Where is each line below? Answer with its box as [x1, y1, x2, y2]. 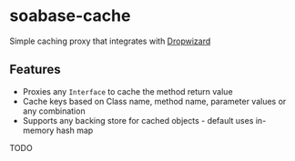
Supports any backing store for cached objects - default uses [22, 115, 254, 126]
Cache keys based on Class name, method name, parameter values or [22, 96, 287, 106]
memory [22, 125, 55, 136]
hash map [56, 125, 94, 136]
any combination [22, 106, 86, 116]
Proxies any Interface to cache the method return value [22, 86, 234, 96]
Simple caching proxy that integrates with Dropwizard [9, 35, 211, 46]
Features [9, 62, 61, 77]
